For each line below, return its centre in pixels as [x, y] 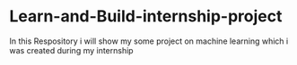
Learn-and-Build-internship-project [146, 16]
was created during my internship [71, 50]
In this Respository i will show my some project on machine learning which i [149, 41]
